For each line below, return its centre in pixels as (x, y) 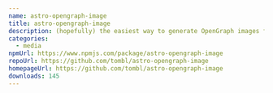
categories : (28, 38)
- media (29, 46)
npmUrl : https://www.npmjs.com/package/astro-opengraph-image (116, 53)
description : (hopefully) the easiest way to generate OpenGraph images (134, 31)
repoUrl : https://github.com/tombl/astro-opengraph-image (108, 61)
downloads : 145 (34, 76)
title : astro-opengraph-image (60, 23)
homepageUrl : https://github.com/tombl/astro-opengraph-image (116, 69)
